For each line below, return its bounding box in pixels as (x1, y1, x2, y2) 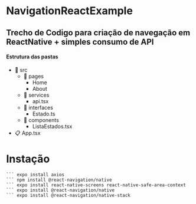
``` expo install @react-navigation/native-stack (6, 192, 131, 198)
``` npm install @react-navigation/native (6, 177, 112, 183)
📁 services (23, 91, 50, 98)
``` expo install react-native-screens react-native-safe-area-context (6, 182, 186, 188)
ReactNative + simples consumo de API (6, 37, 154, 47)
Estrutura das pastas (6, 53, 58, 60)
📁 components (23, 116, 59, 123)
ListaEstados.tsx (32, 123, 73, 130)
